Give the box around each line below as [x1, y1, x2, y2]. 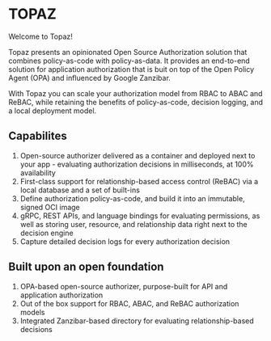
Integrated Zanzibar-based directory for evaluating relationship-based [19, 316, 255, 326]
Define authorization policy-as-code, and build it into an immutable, [19, 193, 245, 203]
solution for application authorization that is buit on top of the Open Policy [8, 64, 255, 74]
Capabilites [8, 129, 67, 143]
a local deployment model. [8, 106, 97, 116]
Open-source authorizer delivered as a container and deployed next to [19, 150, 256, 160]
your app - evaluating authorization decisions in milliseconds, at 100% [19, 159, 254, 169]
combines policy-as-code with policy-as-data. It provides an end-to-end [8, 56, 251, 65]
